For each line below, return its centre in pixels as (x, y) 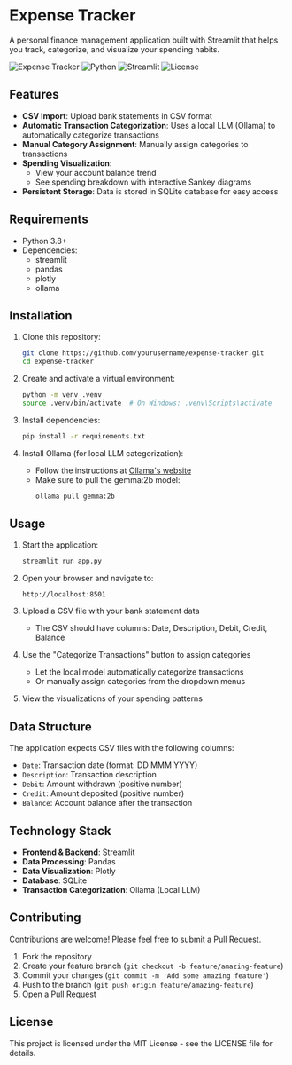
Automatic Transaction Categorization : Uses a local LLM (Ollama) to (149, 125)
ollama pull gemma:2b (75, 496)
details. (23, 1053)
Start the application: (60, 545)
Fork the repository (57, 956)
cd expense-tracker (58, 362)
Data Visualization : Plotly (69, 871)
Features (34, 95)
